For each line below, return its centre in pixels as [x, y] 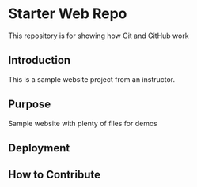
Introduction [40, 60]
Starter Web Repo [68, 14]
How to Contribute [55, 175]
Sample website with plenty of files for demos [83, 123]
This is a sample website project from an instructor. [92, 79]
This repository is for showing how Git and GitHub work [98, 36]
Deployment [39, 148]
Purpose [30, 105]
